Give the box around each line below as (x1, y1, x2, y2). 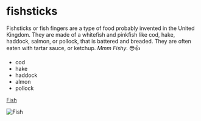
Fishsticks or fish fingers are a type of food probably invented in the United (6, 24, 195, 32)
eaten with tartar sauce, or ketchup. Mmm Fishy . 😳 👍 (6, 44, 141, 51)
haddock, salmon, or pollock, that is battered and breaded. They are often (6, 37, 192, 45)
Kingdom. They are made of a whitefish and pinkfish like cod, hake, (6, 31, 175, 38)
